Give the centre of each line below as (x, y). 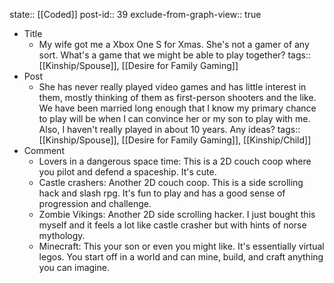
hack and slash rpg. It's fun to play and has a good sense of (162, 193)
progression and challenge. (95, 203)
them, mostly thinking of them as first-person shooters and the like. (177, 97)
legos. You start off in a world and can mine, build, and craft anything (181, 257)
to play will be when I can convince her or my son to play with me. (174, 118)
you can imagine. (74, 267)
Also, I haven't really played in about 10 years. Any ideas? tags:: (169, 129)
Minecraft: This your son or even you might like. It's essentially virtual (181, 246)
